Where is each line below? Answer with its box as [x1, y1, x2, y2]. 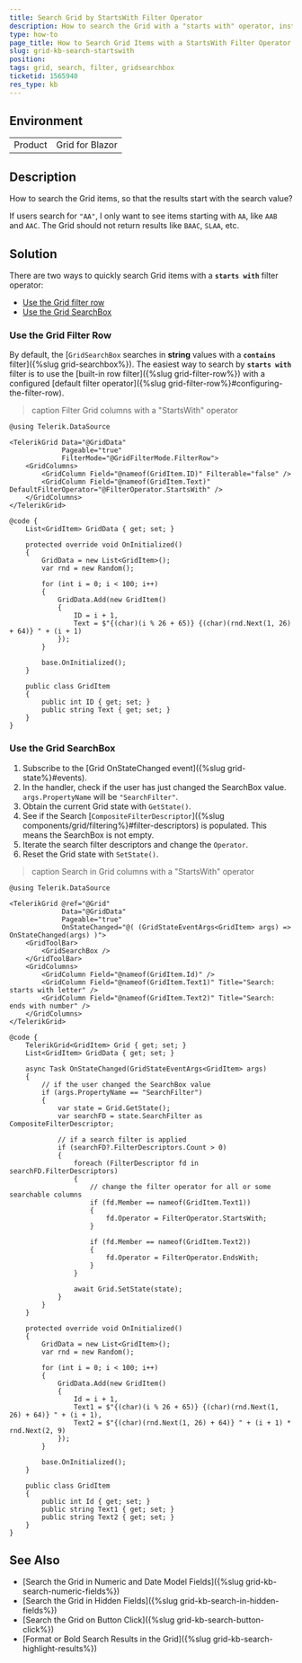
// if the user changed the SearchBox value [41, 1080, 211, 1089]
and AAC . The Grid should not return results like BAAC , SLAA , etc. [9, 220, 240, 231]
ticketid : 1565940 [9, 72, 78, 81]
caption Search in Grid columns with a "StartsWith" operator [31, 866, 254, 876]
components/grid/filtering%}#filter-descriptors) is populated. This [22, 820, 268, 831]
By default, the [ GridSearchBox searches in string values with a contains [9, 350, 276, 360]
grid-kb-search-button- [176, 1614, 265, 1625]
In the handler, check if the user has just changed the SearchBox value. [22, 781, 287, 792]
